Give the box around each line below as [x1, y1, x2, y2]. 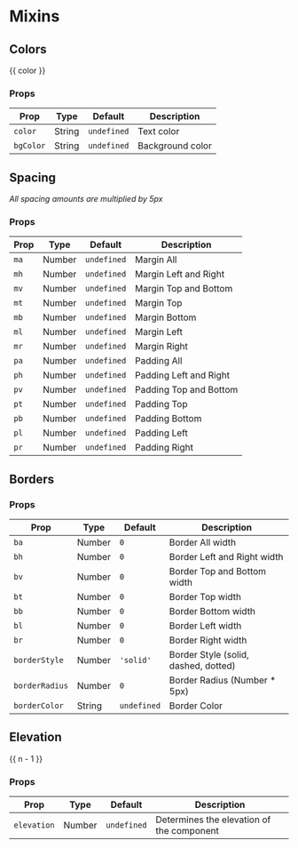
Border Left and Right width [169, 551, 284, 564]
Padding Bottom [134, 412, 202, 425]
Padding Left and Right [134, 369, 231, 381]
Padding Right [134, 442, 193, 454]
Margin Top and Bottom [134, 283, 233, 295]
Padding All [134, 355, 183, 367]
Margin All [134, 253, 177, 266]
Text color [137, 125, 180, 138]
